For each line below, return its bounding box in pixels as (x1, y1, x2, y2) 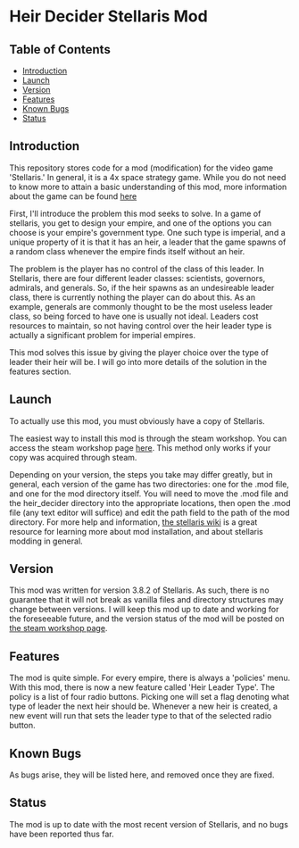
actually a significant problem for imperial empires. (9, 329, 196, 340)
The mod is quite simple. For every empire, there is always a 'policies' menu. (9, 672, 291, 684)
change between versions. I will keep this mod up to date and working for (9, 604, 279, 615)
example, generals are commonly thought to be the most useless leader (9, 301, 274, 312)
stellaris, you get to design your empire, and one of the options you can (9, 217, 272, 229)
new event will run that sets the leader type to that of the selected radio (9, 711, 272, 721)
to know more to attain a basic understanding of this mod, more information (9, 181, 287, 192)
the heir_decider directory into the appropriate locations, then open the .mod (9, 497, 291, 508)
